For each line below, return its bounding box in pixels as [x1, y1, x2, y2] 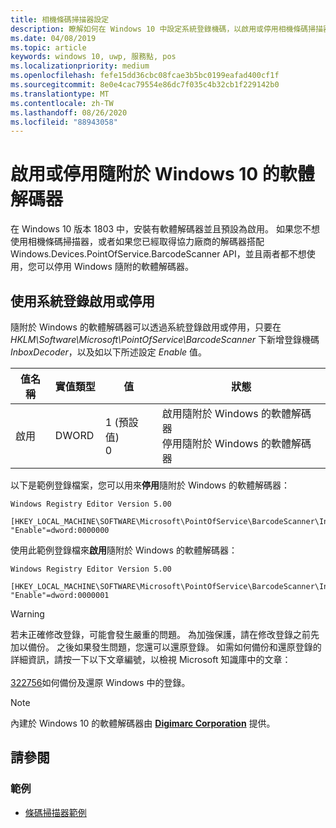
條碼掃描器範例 [24, 806, 87, 818]
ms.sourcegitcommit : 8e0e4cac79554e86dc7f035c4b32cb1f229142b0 [10, 80, 280, 90]
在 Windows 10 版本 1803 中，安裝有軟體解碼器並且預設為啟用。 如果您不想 [10, 223, 321, 235]
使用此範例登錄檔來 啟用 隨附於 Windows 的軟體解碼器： [10, 544, 238, 556]
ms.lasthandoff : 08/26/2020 [10, 107, 128, 118]
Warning [10, 608, 45, 620]
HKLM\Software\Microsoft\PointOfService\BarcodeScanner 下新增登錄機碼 [10, 334, 320, 345]
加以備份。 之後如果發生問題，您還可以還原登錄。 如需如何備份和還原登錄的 [10, 641, 322, 653]
